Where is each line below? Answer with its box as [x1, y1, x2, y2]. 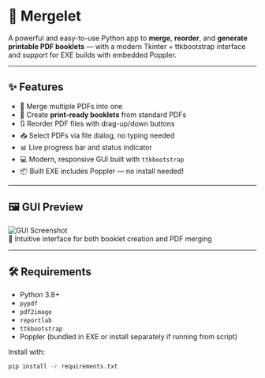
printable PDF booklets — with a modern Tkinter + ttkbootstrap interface [8, 41, 246, 51]
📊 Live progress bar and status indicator [19, 142, 152, 152]
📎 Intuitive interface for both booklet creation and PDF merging [8, 233, 212, 244]
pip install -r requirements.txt [8, 363, 118, 371]
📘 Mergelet [8, 7, 81, 25]
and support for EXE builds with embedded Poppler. [8, 50, 177, 59]
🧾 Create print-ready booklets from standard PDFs [19, 110, 187, 119]
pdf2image [19, 308, 53, 316]
